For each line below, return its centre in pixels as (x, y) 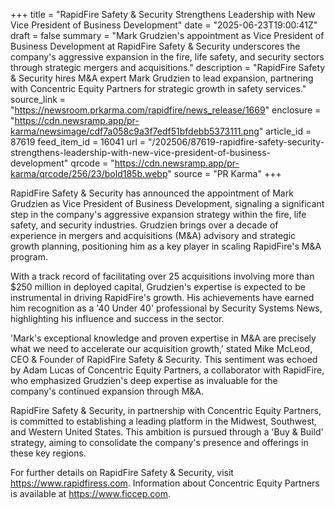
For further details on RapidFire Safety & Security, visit (122, 472)
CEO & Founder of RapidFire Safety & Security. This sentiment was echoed (164, 359)
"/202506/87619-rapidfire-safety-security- (236, 142)
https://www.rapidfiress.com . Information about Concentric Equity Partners (165, 483)
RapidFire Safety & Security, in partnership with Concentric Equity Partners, (166, 410)
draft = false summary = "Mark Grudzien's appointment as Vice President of (167, 35)
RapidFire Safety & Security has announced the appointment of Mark (152, 193)
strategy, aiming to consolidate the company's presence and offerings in (159, 442)
